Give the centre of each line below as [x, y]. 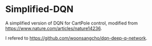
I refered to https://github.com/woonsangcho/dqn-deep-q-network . [76, 38]
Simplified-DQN [39, 9]
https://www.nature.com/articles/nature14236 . [54, 28]
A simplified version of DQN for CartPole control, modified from [72, 23]
